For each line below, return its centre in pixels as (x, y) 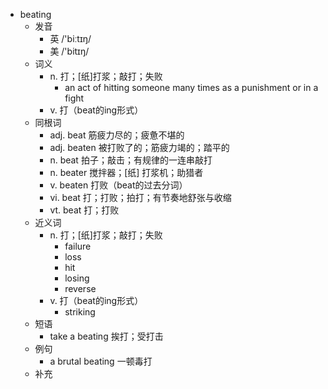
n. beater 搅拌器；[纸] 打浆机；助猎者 (126, 172)
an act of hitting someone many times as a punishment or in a (191, 87)
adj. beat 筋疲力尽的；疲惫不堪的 (117, 135)
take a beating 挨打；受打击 (106, 336)
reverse (80, 288)
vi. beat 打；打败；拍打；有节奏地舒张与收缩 (140, 197)
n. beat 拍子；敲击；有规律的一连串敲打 (131, 160)
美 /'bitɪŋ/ (69, 51)
